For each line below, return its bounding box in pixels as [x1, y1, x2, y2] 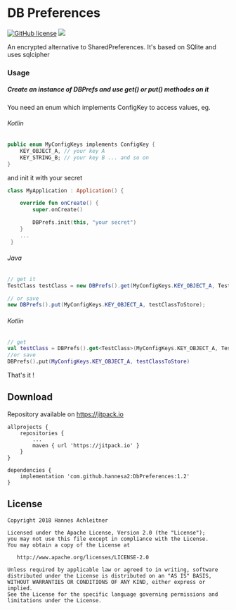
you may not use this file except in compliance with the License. [7, 535, 209, 542]
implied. [7, 585, 33, 592]
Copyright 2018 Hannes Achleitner [7, 516, 109, 524]
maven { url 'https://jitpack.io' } [32, 442, 140, 449]
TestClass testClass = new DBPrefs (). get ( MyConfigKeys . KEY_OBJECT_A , [7, 282, 216, 290]
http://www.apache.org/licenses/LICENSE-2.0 [16, 554, 150, 561]
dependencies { [7, 466, 52, 473]
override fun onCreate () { [20, 199, 99, 207]
